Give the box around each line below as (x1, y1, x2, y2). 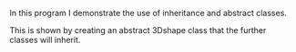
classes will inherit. (9, 35, 81, 45)
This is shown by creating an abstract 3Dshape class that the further (9, 25, 267, 35)
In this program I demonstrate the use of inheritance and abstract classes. (9, 8, 287, 18)
